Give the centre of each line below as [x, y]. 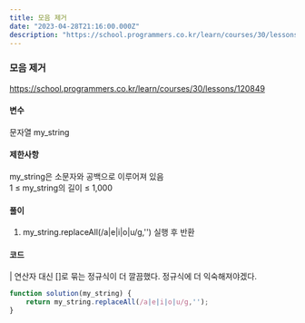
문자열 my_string [39, 132]
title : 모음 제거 [39, 18]
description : [34, 34]
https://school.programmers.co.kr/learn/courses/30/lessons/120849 [138, 88]
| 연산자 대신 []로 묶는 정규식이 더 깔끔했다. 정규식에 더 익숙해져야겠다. [133, 277]
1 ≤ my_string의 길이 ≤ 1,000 [61, 188]
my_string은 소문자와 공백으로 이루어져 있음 [87, 177]
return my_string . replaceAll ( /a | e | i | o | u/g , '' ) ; [117, 302]
